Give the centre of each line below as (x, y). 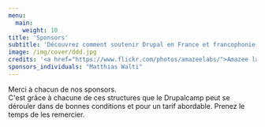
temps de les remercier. (47, 114)
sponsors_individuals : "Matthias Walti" (76, 67)
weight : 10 (40, 30)
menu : (17, 15)
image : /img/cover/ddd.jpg (52, 52)
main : (24, 23)
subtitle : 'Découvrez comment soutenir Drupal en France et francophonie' (134, 45)
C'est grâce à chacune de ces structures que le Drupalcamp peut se (119, 97)
